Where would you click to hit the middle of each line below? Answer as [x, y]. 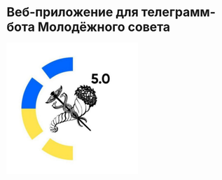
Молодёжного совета [104, 27]
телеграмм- [179, 12]
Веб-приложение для [73, 12]
